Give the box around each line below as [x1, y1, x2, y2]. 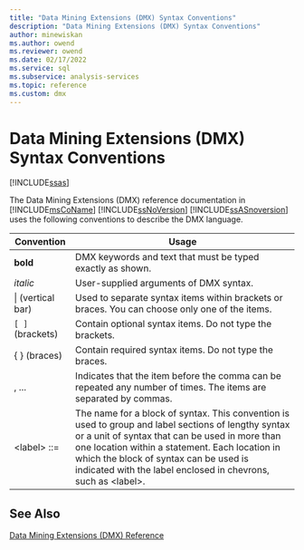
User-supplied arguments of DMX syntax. [75, 277, 253, 290]
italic [14, 277, 34, 290]
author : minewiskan [9, 30, 83, 39]
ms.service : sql [9, 64, 71, 73]
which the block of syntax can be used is [75, 452, 249, 465]
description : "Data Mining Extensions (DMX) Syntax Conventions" [9, 22, 261, 31]
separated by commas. [75, 392, 173, 405]
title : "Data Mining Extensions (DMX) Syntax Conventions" [9, 13, 237, 23]
